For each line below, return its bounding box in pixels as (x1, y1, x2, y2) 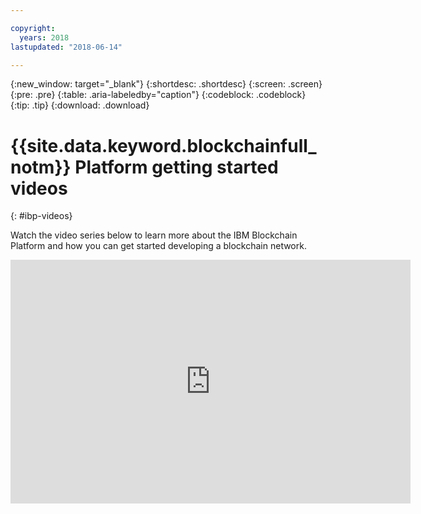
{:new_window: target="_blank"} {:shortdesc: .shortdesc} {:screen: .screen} (10, 78, 323, 90)
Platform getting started (74, 156, 279, 178)
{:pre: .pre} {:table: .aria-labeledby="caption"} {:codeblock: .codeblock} (10, 89, 307, 101)
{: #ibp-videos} (10, 210, 73, 222)
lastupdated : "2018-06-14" (10, 42, 123, 52)
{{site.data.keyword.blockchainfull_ (10, 134, 317, 157)
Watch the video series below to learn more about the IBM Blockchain (10, 229, 298, 241)
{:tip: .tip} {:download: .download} (10, 99, 150, 111)
